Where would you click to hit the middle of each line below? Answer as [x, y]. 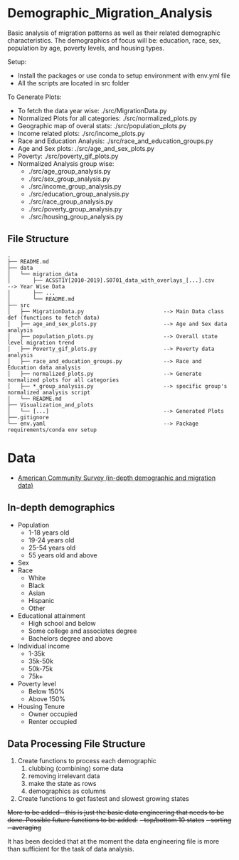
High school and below [62, 623]
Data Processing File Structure [76, 744]
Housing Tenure [41, 706]
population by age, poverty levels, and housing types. [86, 48]
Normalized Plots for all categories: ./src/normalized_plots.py [107, 118]
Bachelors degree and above [71, 638]
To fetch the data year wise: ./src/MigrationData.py [92, 110]
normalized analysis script [49, 392]
